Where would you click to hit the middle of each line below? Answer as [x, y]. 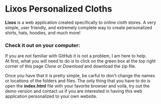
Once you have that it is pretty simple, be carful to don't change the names [80, 76]
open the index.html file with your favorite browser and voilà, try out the [77, 86]
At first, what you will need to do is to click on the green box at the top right [80, 61]
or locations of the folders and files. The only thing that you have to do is [78, 81]
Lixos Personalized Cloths [59, 9]
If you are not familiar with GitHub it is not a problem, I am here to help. [76, 56]
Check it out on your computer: [43, 45]
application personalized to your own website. [51, 96]
